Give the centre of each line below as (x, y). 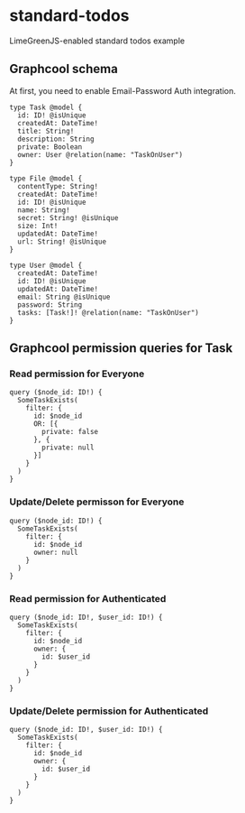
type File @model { (46, 178)
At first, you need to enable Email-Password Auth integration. (123, 90)
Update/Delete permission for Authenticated (109, 711)
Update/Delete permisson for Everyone (97, 502)
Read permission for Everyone (77, 374)
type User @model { (46, 265)
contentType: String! (58, 186)
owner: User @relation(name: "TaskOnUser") (100, 154)
